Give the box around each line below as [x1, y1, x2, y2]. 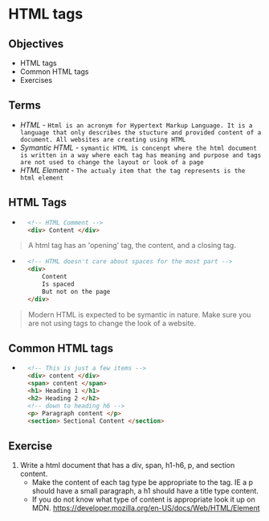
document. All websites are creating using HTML [19, 135, 186, 143]
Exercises [19, 76, 53, 85]
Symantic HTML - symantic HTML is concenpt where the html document [19, 143, 257, 152]
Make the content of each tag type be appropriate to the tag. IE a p [31, 478, 254, 487]
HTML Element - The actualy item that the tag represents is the [19, 165, 246, 175]
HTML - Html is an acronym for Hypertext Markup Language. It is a [19, 120, 253, 130]
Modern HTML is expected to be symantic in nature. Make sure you [27, 309, 251, 319]
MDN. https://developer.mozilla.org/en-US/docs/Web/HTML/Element [31, 503, 260, 513]
